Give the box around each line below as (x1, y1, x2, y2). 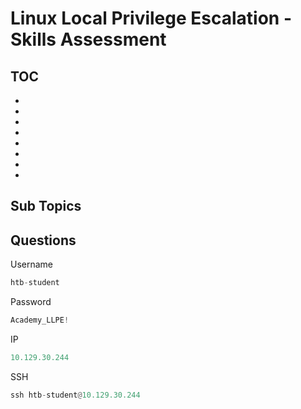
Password (10, 296, 52, 308)
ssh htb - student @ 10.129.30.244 (10, 390, 141, 400)
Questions (10, 232, 77, 249)
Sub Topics (10, 198, 82, 215)
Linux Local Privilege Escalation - (10, 7, 292, 30)
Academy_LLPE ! (10, 315, 70, 326)
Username (10, 258, 54, 271)
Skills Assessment (10, 28, 167, 51)
